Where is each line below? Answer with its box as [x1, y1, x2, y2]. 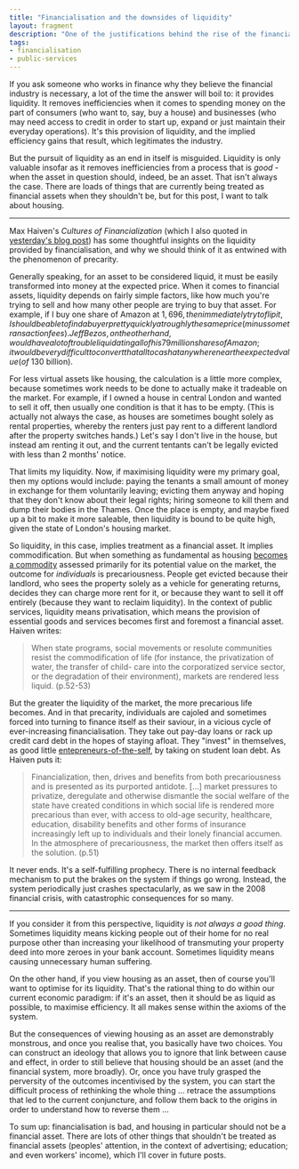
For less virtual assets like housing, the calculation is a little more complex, [9, 374, 283, 383]
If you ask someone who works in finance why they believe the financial [9, 79, 273, 89]
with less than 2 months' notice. [9, 449, 126, 459]
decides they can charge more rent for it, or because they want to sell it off [9, 588, 284, 598]
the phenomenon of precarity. [9, 254, 119, 264]
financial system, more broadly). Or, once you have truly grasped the [9, 1067, 262, 1076]
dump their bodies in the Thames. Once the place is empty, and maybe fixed [9, 504, 289, 514]
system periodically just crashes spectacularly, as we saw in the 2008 [9, 883, 266, 894]
